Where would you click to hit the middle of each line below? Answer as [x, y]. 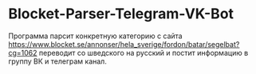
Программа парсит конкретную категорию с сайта [95, 36]
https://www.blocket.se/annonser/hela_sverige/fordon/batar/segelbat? [124, 44]
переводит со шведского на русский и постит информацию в [144, 53]
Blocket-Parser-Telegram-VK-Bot [121, 14]
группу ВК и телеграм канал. [58, 61]
